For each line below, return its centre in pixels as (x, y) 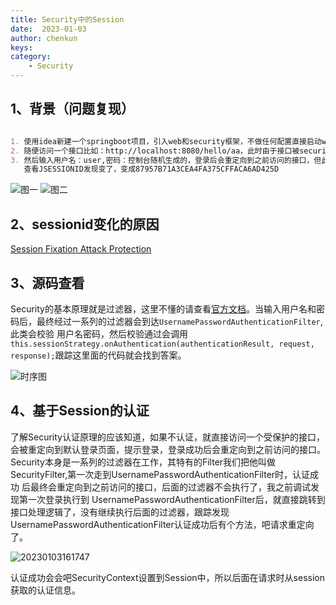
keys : (21, 47)
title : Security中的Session (67, 19)
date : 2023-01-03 (48, 29)
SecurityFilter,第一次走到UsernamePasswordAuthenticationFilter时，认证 (160, 474)
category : (31, 57)
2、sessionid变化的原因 (85, 224)
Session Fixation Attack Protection (81, 249)
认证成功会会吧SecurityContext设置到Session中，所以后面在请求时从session (167, 577)
